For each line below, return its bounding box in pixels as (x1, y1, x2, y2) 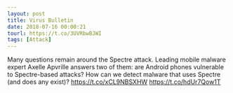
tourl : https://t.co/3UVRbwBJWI (7, 29, 102, 37)
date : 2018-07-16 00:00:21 (7, 23, 86, 30)
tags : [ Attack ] (7, 36, 52, 43)
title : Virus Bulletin (7, 17, 74, 24)
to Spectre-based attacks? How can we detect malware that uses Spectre (7, 71, 221, 79)
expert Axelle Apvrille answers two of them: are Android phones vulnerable (7, 63, 225, 71)
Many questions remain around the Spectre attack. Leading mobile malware (7, 55, 226, 64)
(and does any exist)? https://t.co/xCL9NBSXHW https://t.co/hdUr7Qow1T (7, 78, 221, 86)
